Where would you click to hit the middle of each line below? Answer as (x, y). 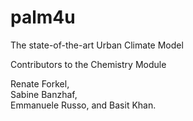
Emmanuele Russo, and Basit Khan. (83, 105)
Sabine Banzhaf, (44, 94)
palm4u (43, 17)
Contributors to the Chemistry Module (88, 64)
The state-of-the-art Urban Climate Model (97, 45)
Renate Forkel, (40, 83)
